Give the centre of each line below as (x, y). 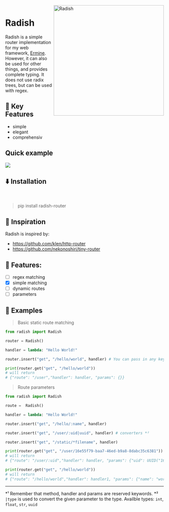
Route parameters (36, 387)
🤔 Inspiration (26, 222)
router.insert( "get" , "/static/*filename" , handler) (62, 442)
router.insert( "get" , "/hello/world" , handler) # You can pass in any (81, 359)
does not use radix (25, 80)
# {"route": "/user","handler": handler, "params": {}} (65, 378)
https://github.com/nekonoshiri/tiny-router (56, 249)
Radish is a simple (24, 37)
